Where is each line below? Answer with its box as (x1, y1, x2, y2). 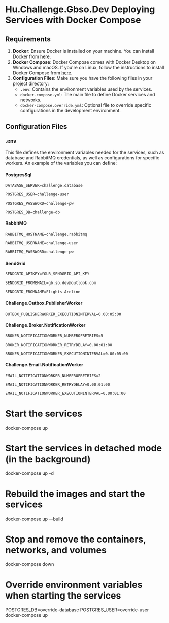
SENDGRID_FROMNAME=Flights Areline (5, 289, 81, 295)
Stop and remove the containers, (5, 533, 146, 545)
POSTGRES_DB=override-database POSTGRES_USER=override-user (5, 607, 149, 613)
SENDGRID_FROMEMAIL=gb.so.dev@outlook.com (5, 280, 96, 286)
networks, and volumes (5, 544, 107, 556)
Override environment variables (5, 579, 143, 590)
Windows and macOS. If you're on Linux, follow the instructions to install (12, 65, 164, 70)
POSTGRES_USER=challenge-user (5, 192, 70, 197)
